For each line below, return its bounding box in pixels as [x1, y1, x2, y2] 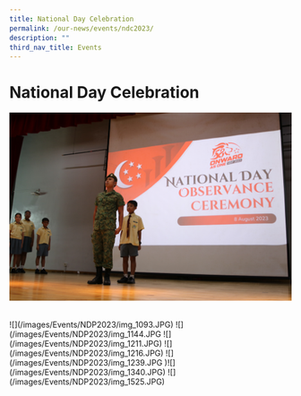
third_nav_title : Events [9, 43, 102, 52]
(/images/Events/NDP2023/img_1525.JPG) [9, 376, 166, 387]
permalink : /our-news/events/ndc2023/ [9, 23, 154, 33]
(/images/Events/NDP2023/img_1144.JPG [9, 329, 161, 340]
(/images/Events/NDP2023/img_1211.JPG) [9, 339, 163, 349]
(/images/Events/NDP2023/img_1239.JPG [9, 357, 163, 368]
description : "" [9, 33, 70, 42]
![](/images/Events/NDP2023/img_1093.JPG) [9, 319, 174, 331]
